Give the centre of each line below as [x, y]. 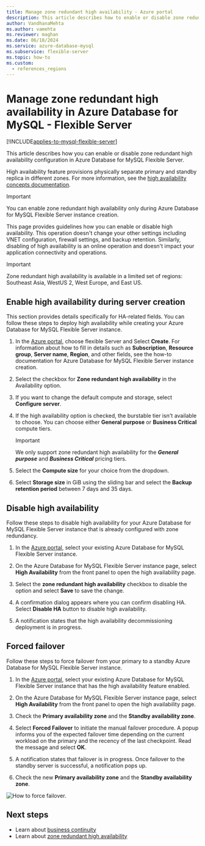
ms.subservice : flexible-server [47, 52]
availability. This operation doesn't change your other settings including [96, 233]
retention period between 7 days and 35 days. [74, 489]
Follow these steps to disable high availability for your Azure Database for [99, 523]
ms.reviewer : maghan [33, 35]
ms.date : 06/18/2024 [33, 40]
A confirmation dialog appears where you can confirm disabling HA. [100, 602]
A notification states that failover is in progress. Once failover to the [100, 759]
